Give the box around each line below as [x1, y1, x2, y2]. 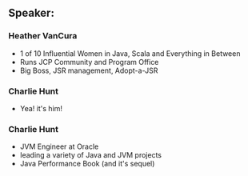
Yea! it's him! [19, 103, 62, 113]
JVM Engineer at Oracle [19, 142, 99, 151]
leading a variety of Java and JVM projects [19, 150, 162, 160]
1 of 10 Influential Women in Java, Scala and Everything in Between [19, 48, 241, 58]
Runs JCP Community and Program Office [19, 57, 159, 66]
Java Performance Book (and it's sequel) [19, 159, 155, 169]
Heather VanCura [8, 30, 78, 42]
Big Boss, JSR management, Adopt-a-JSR [19, 66, 158, 75]
